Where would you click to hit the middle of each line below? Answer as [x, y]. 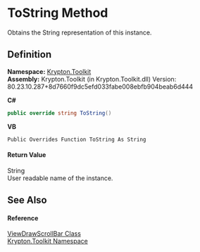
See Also [27, 200]
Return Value [27, 155]
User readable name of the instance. [60, 178]
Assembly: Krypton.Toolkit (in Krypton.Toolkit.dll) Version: [92, 79]
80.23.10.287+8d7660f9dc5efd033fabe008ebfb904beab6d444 [100, 87]
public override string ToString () [60, 113]
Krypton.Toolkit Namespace [48, 241]
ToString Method [58, 13]
